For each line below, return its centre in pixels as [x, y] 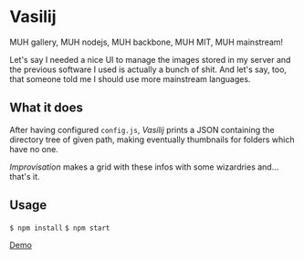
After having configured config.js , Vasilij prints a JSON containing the [142, 129]
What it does [47, 108]
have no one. [34, 149]
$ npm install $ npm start [60, 228]
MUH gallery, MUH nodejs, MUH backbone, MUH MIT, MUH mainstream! [147, 42]
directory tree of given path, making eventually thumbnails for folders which [152, 140]
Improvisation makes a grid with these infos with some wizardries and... [144, 167]
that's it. [25, 176]
